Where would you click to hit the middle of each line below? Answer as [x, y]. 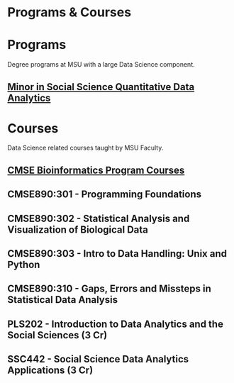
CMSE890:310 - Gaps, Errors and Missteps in [109, 289]
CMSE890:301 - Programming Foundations [105, 195]
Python [24, 265]
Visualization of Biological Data [78, 229]
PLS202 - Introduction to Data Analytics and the [115, 324]
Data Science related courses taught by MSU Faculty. [85, 148]
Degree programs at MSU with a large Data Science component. [101, 65]
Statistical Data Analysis [63, 300]
